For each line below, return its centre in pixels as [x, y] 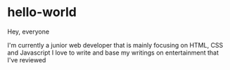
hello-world [42, 12]
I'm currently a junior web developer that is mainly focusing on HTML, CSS [115, 45]
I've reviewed [27, 59]
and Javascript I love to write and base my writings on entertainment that [113, 52]
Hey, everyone [28, 31]
